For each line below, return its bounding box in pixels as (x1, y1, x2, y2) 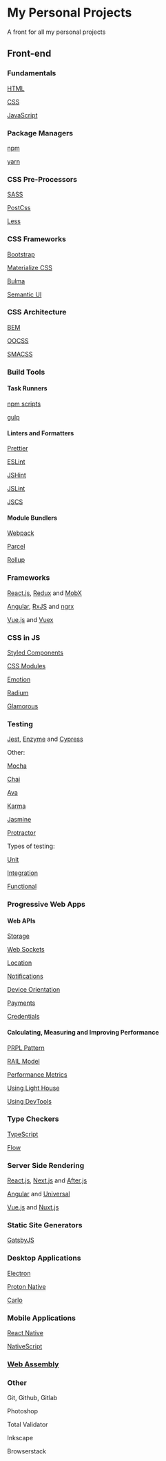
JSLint (7, 484, 25, 493)
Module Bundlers (7, 513, 57, 522)
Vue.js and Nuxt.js (7, 1203, 59, 1212)
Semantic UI (7, 290, 42, 299)
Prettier (7, 444, 29, 453)
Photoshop (7, 1407, 39, 1415)
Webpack (7, 529, 34, 537)
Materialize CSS (7, 263, 53, 272)
